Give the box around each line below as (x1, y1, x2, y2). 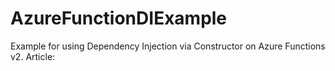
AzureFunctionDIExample (10, 7, 228, 30)
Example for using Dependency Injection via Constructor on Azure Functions (10, 40, 326, 52)
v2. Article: (10, 50, 56, 62)
